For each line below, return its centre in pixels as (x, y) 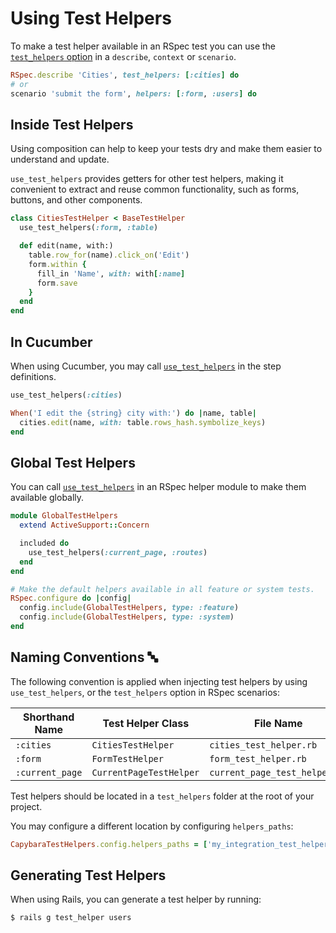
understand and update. (60, 159)
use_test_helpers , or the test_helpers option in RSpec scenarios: (145, 692)
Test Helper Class (146, 723)
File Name (278, 723)
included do (44, 543)
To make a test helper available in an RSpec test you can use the (143, 46)
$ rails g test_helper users (71, 918)
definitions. (33, 376)
